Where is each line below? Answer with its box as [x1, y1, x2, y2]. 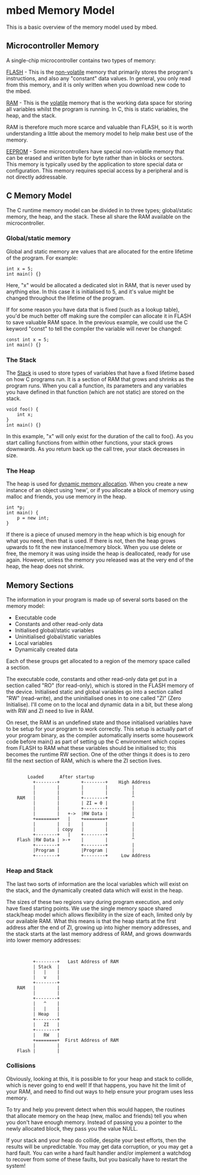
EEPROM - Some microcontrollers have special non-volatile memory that [6, 147, 185, 155]
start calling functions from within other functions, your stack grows [6, 439, 173, 447]
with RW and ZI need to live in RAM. [6, 707, 94, 715]
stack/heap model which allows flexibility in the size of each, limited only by [6, 911, 193, 918]
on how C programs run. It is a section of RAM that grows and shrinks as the [6, 376, 194, 383]
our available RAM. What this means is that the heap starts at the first [6, 917, 177, 924]
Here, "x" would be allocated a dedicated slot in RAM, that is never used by [6, 281, 191, 288]
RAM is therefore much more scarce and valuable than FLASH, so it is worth [6, 123, 193, 131]
